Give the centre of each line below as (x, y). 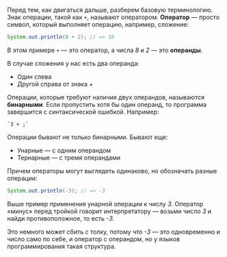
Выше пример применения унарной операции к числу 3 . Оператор (105, 204)
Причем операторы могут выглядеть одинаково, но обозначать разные (112, 171)
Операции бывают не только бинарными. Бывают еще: (88, 137)
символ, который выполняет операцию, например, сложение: (98, 24)
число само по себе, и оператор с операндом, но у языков (93, 238)
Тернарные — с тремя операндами (69, 158)
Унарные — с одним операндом (64, 150)
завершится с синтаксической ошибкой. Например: (83, 112)
